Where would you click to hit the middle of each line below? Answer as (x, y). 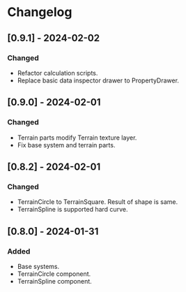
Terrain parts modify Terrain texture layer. (77, 138)
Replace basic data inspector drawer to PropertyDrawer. (98, 80)
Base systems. (38, 266)
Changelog (40, 12)
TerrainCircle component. (54, 274)
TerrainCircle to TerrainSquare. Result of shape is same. (98, 202)
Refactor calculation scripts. (57, 73)
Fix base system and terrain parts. (66, 145)
